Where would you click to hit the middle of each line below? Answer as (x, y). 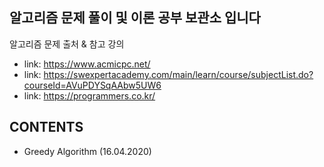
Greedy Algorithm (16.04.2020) (87, 151)
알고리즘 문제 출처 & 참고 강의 (67, 44)
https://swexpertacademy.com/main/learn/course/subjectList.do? (178, 74)
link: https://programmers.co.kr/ (89, 95)
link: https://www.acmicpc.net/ (87, 64)
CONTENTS (46, 127)
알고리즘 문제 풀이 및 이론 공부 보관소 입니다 (135, 18)
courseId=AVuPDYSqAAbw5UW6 (92, 85)
